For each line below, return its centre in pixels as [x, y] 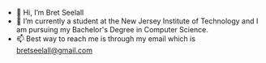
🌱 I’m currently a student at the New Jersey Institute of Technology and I [137, 21]
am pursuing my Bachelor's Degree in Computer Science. [112, 29]
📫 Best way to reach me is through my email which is [106, 39]
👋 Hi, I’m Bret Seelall [50, 13]
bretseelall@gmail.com [54, 50]
